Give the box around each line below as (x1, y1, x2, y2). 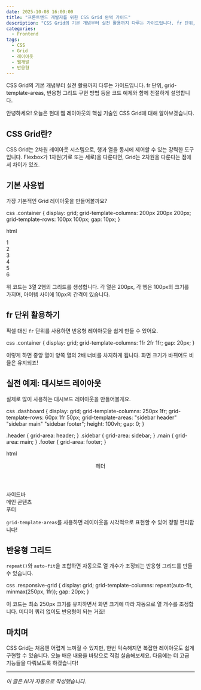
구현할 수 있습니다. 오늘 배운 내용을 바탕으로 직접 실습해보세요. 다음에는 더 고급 (6, 652, 190, 659)
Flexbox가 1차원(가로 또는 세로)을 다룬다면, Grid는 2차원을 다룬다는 (23, 154, 181, 161)
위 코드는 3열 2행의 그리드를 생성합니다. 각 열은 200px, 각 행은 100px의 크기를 (6, 283, 190, 290)
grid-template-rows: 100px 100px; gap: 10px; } (6, 216, 121, 223)
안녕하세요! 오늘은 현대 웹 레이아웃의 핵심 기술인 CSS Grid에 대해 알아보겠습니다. (6, 109, 194, 117)
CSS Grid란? (6, 129, 53, 139)
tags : (6, 37, 20, 43)
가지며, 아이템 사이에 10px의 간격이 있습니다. (6, 291, 111, 298)
